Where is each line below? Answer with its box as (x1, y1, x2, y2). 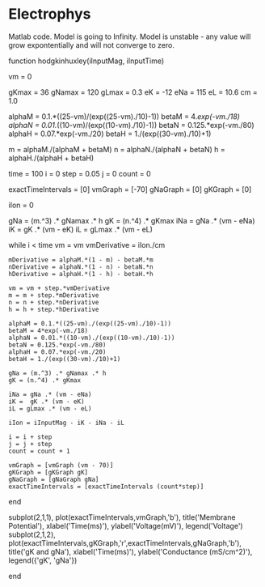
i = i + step (8, 432, 53, 441)
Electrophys (8, 5, 91, 23)
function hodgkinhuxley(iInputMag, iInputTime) (8, 56, 165, 66)
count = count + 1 (8, 447, 70, 455)
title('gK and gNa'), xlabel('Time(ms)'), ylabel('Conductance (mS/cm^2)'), (8, 547, 253, 556)
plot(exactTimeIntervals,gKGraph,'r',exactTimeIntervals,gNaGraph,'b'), (8, 538, 242, 547)
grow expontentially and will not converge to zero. (8, 40, 175, 49)
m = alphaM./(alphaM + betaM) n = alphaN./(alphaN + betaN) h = (8, 144, 225, 154)
